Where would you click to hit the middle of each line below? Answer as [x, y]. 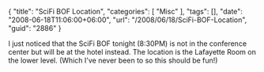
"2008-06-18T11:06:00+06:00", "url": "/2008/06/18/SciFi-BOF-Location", [128, 20]
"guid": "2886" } [35, 28]
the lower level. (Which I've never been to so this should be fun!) [113, 60]
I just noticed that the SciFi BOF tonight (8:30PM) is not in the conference [128, 44]
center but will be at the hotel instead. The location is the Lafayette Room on [132, 52]
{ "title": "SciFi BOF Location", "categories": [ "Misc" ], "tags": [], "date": [126, 11]
